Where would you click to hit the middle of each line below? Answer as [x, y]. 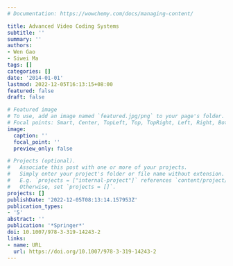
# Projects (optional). [42, 161]
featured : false [31, 91]
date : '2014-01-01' [35, 78]
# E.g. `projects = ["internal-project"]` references [89, 181]
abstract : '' [26, 219]
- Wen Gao [21, 52]
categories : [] [29, 71]
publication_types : [35, 206]
